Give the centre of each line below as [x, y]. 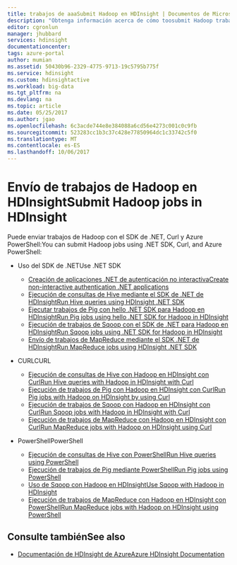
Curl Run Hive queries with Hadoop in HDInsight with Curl [111, 382]
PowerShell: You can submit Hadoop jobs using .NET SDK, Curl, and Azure [115, 244]
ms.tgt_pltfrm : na [34, 93]
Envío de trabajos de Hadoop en [102, 187]
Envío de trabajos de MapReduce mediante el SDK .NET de [114, 339]
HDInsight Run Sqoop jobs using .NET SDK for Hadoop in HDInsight [125, 332]
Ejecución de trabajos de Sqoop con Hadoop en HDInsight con [119, 404]
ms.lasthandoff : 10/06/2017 [49, 152]
